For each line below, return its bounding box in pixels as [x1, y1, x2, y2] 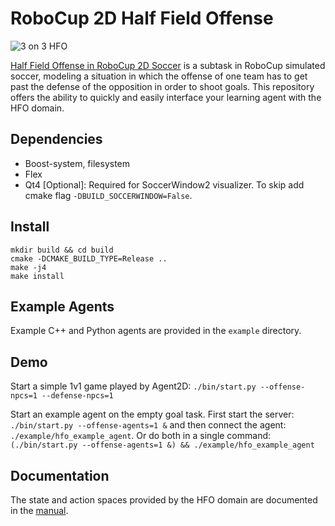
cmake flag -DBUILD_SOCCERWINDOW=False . [24, 189, 193, 201]
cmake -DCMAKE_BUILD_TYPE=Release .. [10, 253, 168, 264]
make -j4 [10, 262, 47, 272]
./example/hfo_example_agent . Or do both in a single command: [10, 430, 272, 442]
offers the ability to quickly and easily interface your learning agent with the [10, 91, 322, 103]
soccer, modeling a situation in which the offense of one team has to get [10, 70, 308, 82]
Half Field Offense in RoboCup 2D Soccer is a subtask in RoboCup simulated [10, 59, 326, 71]
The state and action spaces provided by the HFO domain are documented [10, 494, 318, 506]
